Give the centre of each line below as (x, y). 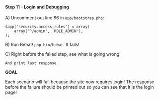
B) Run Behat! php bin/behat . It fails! (42, 45)
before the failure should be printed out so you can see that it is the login (79, 87)
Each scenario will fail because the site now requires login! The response (80, 82)
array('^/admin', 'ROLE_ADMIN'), (49, 31)
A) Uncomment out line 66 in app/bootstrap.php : (55, 18)
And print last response (31, 63)
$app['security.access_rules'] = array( (48, 27)
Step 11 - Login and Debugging (37, 7)
